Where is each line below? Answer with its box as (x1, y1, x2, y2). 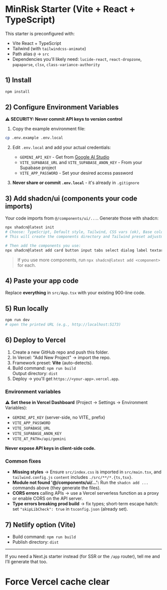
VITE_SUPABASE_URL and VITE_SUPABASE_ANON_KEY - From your (19, 160, 143, 166)
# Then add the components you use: (5, 243, 81, 248)
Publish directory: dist (12, 539, 59, 545)
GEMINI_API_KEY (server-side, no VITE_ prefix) (12, 414, 105, 420)
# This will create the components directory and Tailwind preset (5, 234, 146, 239)
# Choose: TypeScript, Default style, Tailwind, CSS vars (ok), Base (5, 229, 153, 234)
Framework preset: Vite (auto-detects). (12, 360, 93, 366)
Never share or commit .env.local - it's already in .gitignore (12, 180, 140, 186)
